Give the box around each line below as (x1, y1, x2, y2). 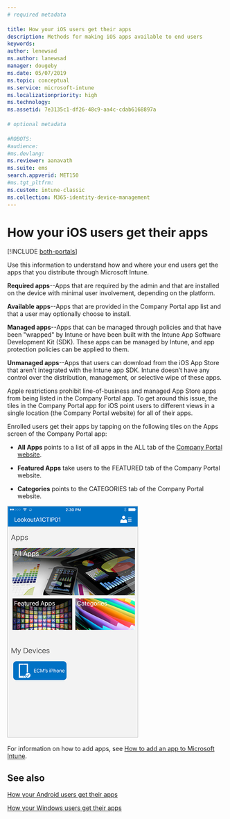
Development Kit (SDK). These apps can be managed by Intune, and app (7, 338, 215, 346)
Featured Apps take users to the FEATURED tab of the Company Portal (17, 464, 220, 473)
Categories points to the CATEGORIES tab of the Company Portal (17, 485, 204, 493)
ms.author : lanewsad (7, 55, 67, 62)
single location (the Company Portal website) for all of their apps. (7, 409, 193, 417)
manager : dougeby (7, 62, 57, 69)
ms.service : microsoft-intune (7, 84, 95, 91)
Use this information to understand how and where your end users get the (7, 261, 219, 270)
